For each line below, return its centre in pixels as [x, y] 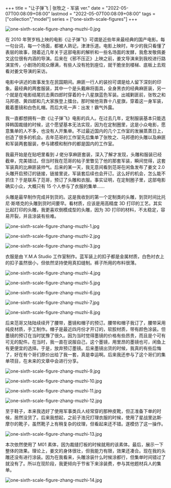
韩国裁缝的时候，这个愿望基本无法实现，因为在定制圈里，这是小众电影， [85, 125]
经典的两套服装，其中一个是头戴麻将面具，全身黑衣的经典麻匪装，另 [90, 88]
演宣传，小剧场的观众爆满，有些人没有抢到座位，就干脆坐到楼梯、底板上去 [83, 65]
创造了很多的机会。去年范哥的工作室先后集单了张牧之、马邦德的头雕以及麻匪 [85, 137]
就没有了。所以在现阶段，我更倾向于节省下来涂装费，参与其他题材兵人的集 [83, 464]
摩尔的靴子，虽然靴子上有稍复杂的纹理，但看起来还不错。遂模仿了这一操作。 [85, 424]
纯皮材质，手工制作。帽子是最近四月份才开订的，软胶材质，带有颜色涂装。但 [85, 329]
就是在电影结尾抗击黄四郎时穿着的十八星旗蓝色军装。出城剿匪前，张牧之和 [88, 95]
